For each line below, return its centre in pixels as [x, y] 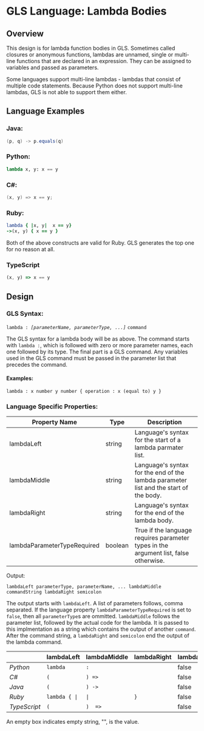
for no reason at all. [31, 249]
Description [165, 422]
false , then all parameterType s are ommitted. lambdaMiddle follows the [93, 616]
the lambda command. [34, 642]
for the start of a [158, 440]
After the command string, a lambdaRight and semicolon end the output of [98, 636]
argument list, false [162, 553]
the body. [148, 495]
